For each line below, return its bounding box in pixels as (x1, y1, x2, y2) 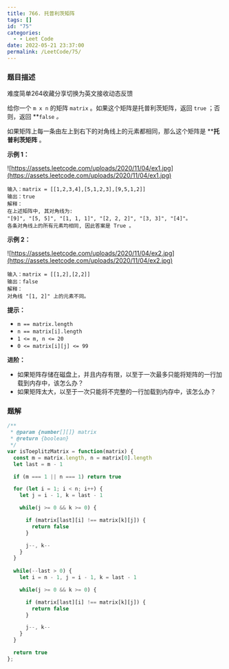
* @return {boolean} (10, 435, 69, 442)
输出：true (7, 193, 36, 200)
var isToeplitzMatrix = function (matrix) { (7, 448, 134, 454)
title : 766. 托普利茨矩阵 (7, 10, 76, 17)
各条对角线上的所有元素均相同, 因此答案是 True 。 (7, 223, 135, 230)
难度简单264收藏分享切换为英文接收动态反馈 (7, 89, 133, 98)
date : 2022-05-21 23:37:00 (7, 42, 85, 49)
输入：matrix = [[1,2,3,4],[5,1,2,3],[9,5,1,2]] (7, 186, 146, 193)
